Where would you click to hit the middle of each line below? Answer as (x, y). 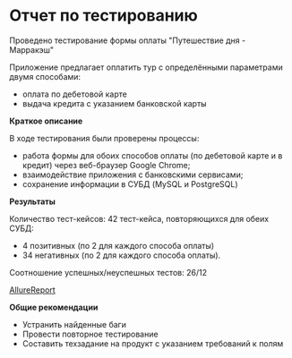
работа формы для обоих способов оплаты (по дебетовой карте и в (152, 155)
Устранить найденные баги (74, 324)
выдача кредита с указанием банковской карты (115, 103)
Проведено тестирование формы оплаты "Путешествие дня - (128, 40)
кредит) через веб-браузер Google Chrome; (106, 165)
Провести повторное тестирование (90, 334)
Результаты (33, 201)
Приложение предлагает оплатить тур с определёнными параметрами (146, 67)
